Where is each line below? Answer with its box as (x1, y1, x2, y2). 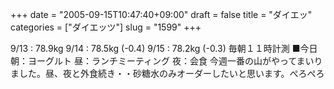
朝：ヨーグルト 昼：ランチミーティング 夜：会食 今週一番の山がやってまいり (10, 55, 323, 67)
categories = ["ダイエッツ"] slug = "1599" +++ (10, 21, 202, 33)
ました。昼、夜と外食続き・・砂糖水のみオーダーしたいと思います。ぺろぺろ (10, 68, 325, 79)
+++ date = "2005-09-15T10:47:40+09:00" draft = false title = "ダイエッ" (10, 9, 313, 20)
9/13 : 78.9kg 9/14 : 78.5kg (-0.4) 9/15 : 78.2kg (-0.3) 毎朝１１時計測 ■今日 (10, 43, 318, 54)
